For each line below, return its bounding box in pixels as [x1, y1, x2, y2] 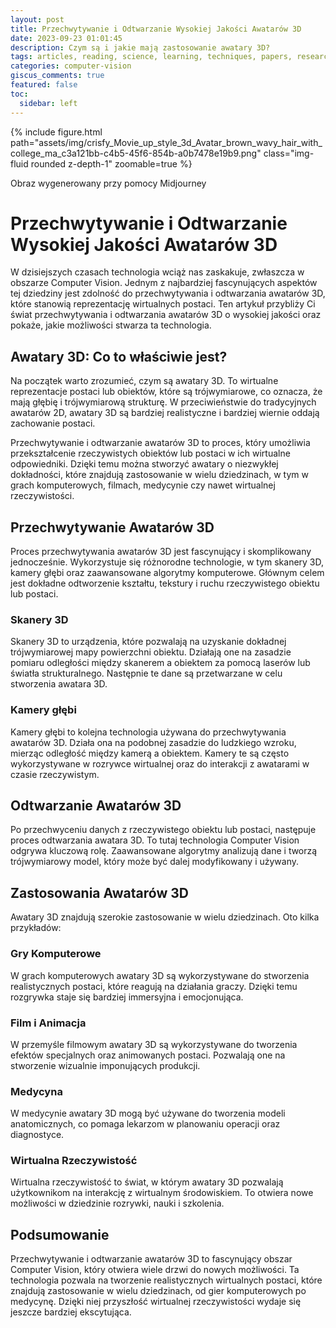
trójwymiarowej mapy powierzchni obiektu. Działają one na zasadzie [10, 646, 292, 658]
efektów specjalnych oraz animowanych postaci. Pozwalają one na [10, 1049, 286, 1061]
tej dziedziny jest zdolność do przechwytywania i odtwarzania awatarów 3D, [10, 287, 326, 300]
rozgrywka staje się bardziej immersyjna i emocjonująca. [10, 991, 244, 1003]
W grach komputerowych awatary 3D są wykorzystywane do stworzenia [10, 969, 310, 981]
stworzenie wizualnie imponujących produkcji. [10, 1059, 201, 1071]
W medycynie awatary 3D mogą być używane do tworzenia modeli [10, 1107, 286, 1120]
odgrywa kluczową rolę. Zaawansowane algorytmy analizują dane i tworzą [10, 845, 318, 857]
